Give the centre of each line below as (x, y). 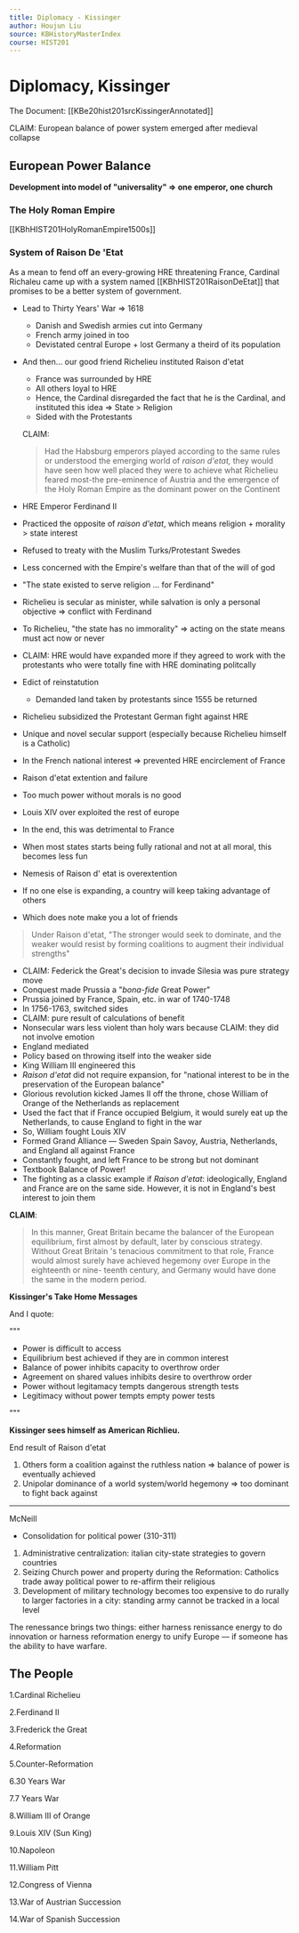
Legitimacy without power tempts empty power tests (118, 1395)
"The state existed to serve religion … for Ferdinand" (118, 585)
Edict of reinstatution (61, 682)
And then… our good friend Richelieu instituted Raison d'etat (133, 361)
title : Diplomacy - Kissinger (65, 17)
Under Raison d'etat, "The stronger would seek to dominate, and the (156, 934)
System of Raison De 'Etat (66, 253)
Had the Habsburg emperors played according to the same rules (162, 451)
